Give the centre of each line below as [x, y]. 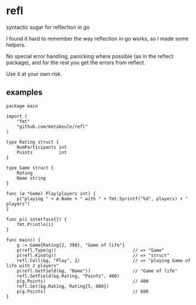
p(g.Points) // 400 [83, 281]
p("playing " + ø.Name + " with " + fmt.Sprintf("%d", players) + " [102, 198]
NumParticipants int [42, 147]
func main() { [24, 240]
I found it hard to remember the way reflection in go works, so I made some [97, 38]
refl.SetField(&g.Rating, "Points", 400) [68, 276]
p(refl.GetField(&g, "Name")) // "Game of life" [97, 271]
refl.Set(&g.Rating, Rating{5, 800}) [63, 286]
